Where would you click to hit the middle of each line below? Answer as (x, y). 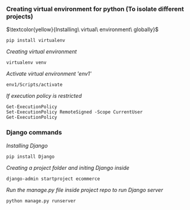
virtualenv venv (26, 63)
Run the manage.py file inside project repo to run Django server (85, 190)
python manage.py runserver (41, 201)
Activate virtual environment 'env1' (49, 74)
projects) (20, 16)
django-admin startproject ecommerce (53, 179)
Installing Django (27, 145)
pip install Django (30, 157)
